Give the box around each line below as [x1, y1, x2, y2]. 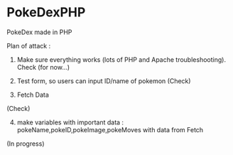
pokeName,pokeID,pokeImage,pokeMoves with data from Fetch [16, 125, 204, 134]
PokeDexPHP [6, 4, 86, 21]
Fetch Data [16, 90, 49, 99]
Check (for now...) [16, 63, 70, 71]
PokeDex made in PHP [6, 28, 72, 36]
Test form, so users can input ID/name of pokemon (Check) [16, 76, 191, 85]
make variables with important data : [16, 118, 124, 127]
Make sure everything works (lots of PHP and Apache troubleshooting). [16, 55, 227, 64]
